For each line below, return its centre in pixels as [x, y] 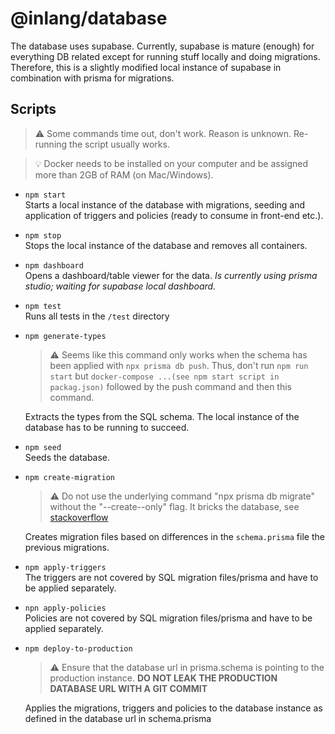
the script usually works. [119, 144]
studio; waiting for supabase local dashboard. [120, 286]
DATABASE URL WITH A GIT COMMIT [128, 688]
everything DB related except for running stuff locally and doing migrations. [165, 56]
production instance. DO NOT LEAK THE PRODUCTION [163, 678]
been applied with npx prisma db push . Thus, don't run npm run [179, 365]
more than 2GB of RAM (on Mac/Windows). [124, 174]
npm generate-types [65, 336]
